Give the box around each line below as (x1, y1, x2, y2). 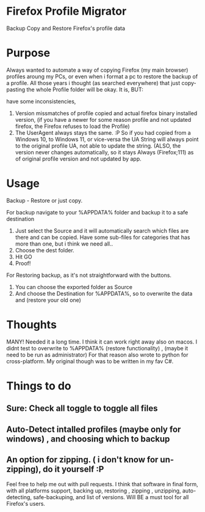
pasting (6, 86, 26, 93)
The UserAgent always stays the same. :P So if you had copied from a (15, 129, 191, 136)
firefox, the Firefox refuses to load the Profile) (15, 122, 130, 130)
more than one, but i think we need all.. (15, 240, 113, 247)
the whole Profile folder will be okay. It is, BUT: (26, 86, 143, 93)
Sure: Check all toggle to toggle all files (6, 403, 158, 414)
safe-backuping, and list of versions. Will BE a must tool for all (33, 493, 189, 500)
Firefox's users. (6, 500, 46, 507)
